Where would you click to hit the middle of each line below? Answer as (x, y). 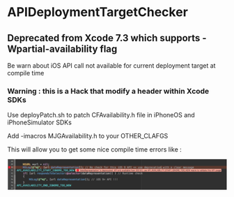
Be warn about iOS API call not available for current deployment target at (111, 66)
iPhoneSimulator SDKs (39, 122)
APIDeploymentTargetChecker (97, 12)
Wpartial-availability (53, 49)
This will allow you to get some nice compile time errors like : (95, 149)
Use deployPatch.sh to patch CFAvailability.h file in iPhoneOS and (101, 115)
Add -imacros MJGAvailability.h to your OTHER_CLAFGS (88, 136)
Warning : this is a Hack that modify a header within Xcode (108, 91)
